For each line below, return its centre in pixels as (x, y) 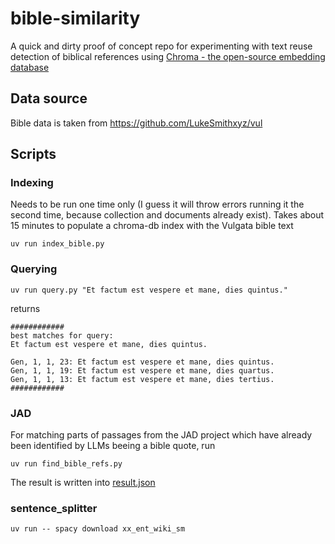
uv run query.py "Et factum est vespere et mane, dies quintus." (149, 290)
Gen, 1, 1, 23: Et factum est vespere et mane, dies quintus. (142, 362)
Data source (49, 98)
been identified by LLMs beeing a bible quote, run (113, 446)
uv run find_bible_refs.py (66, 464)
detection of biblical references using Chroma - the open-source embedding (168, 56)
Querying (34, 269)
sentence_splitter (54, 508)
